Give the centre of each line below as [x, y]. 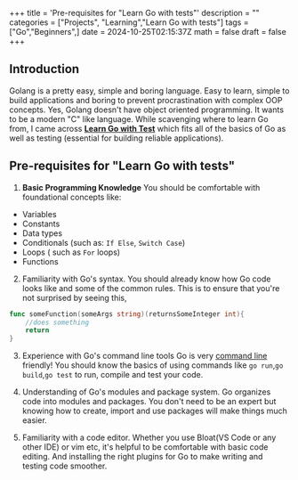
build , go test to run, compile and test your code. [113, 375]
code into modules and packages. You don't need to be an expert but [149, 402]
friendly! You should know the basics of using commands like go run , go [153, 365]
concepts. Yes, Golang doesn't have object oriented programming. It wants [147, 110]
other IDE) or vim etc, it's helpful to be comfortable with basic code [145, 447]
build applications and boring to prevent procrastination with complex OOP [146, 100]
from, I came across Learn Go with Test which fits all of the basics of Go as [148, 128]
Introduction [44, 69]
